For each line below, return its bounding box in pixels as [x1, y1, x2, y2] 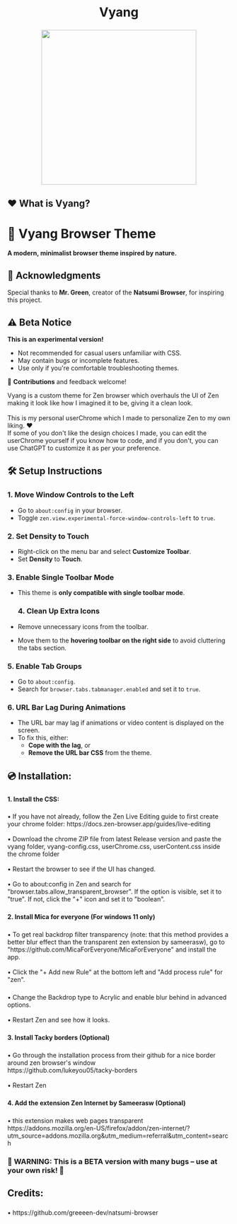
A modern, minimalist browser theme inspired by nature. [7, 249, 177, 258]
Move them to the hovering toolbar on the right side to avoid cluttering [17, 636, 226, 645]
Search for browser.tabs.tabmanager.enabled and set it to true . [17, 684, 201, 693]
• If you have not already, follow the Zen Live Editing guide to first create [7, 812, 219, 821]
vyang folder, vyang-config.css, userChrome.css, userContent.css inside [7, 843, 221, 851]
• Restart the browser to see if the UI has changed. [7, 865, 156, 874]
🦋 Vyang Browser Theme [7, 226, 156, 241]
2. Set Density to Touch [7, 531, 90, 541]
